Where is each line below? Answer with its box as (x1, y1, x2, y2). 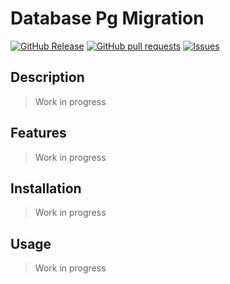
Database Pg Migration (10, 7, 205, 30)
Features (10, 125, 67, 142)
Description (10, 69, 85, 86)
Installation (10, 180, 82, 197)
